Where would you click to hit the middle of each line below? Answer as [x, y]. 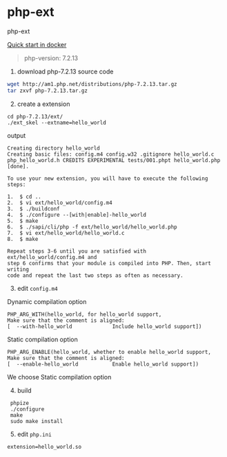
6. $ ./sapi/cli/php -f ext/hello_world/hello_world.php [92, 227]
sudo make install [37, 421]
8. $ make [23, 239]
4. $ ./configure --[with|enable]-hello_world [77, 215]
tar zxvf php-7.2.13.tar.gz [48, 91]
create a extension [43, 104]
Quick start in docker [37, 44]
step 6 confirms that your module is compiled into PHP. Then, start [109, 263]
